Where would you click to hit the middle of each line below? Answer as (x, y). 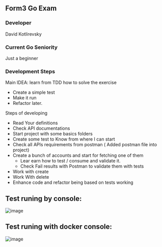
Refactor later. (27, 103)
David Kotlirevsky (23, 34)
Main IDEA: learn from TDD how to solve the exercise (61, 83)
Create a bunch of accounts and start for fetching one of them (78, 155)
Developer (18, 23)
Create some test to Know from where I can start (64, 139)
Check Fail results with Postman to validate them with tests (82, 166)
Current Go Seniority (31, 47)
